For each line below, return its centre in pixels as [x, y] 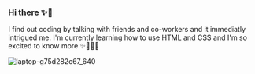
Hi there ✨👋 [31, 12]
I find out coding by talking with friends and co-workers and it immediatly [127, 30]
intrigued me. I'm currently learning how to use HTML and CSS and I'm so [128, 37]
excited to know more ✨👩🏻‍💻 [54, 46]
